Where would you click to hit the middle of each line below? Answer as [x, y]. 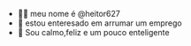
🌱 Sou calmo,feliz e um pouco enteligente [93, 32]
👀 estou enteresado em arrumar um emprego [100, 23]
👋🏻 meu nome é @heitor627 [69, 14]
